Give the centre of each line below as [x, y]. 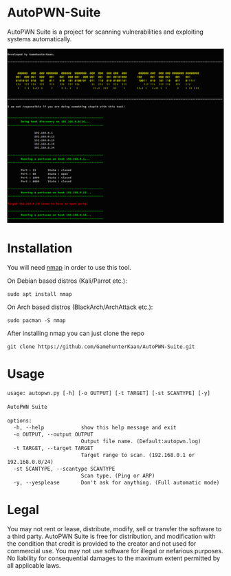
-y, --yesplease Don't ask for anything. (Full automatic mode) [117, 482]
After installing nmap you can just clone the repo [76, 333]
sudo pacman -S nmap [37, 320]
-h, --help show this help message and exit [95, 427]
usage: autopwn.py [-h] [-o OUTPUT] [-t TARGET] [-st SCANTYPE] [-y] [109, 393]
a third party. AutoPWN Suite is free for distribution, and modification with [111, 536]
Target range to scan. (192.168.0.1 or [138, 455]
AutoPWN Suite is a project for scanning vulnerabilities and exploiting [106, 32]
